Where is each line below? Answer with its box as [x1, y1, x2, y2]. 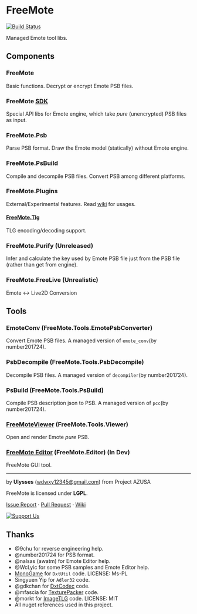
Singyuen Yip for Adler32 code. [14, 576, 90, 583]
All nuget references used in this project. [14, 601, 113, 608]
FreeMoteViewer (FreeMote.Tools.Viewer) [6, 420, 129, 429]
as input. [6, 116, 28, 123]
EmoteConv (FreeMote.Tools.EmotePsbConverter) [6, 323, 153, 332]
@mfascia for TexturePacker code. [14, 589, 98, 596]
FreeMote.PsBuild [6, 159, 59, 167]
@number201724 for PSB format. [14, 551, 95, 558]
